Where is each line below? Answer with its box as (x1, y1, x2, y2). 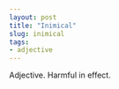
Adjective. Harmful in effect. (9, 70, 112, 80)
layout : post (9, 12, 57, 22)
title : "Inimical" (9, 21, 77, 30)
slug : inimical (9, 29, 65, 38)
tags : (9, 37, 29, 47)
